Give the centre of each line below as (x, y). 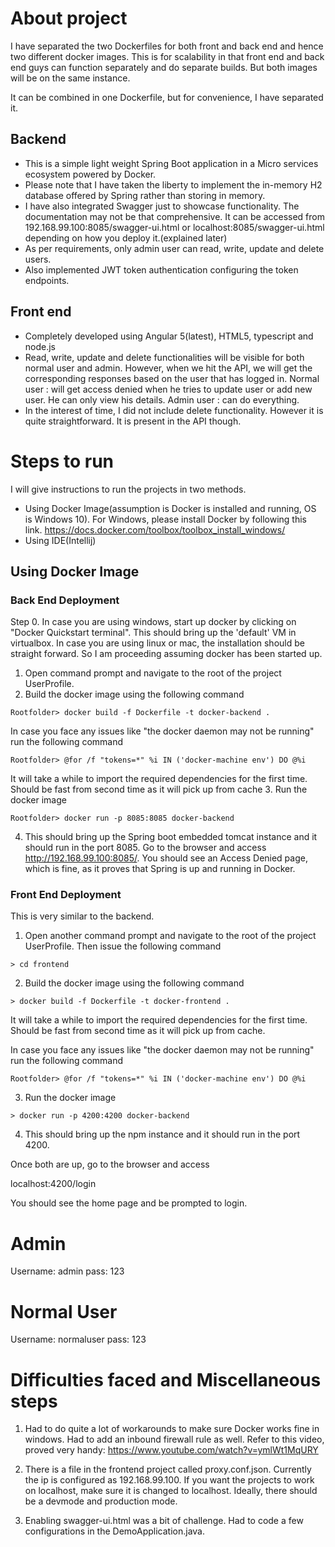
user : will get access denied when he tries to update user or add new (168, 389)
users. (38, 259)
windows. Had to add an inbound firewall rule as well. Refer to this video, (174, 1439)
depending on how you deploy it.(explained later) (126, 238)
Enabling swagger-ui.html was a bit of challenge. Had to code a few (164, 1521)
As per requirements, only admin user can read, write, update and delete (174, 248)
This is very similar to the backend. (82, 916)
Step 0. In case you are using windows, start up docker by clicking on (153, 622)
